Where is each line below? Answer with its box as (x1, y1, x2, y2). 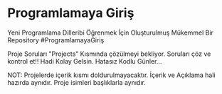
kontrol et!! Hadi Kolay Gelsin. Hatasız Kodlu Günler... (7, 57, 162, 65)
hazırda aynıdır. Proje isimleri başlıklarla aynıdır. (7, 78, 146, 86)
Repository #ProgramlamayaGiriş (7, 35, 105, 44)
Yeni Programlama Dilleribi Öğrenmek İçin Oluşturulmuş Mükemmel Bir (7, 28, 213, 37)
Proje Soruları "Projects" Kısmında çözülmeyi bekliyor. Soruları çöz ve (7, 49, 211, 58)
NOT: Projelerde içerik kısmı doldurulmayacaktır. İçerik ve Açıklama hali (7, 71, 216, 79)
